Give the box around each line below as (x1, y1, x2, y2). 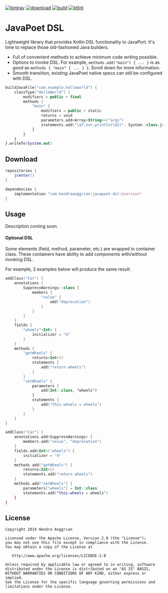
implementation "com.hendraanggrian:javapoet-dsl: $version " (14, 191, 142, 196)
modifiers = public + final (23, 94, 81, 99)
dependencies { (5, 186, 37, 192)
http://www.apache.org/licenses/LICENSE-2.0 (11, 553, 106, 558)
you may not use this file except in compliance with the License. (5, 540, 149, 545)
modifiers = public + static (40, 108, 101, 113)
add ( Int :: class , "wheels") (40, 388, 97, 393)
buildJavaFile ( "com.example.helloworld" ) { (5, 85, 97, 90)
